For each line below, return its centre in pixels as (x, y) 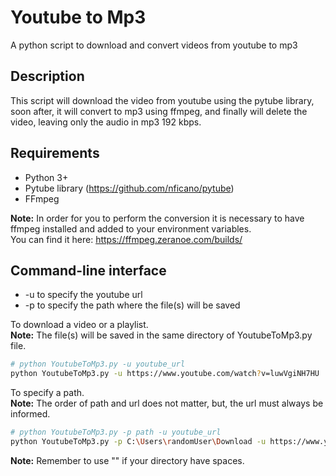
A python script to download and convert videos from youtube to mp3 (154, 45)
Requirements (55, 153)
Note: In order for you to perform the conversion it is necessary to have (157, 218)
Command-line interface (88, 270)
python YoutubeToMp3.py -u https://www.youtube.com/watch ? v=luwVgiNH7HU (165, 374)
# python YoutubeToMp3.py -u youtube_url (98, 364)
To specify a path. (47, 393)
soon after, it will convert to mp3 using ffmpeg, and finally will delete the (159, 111)
